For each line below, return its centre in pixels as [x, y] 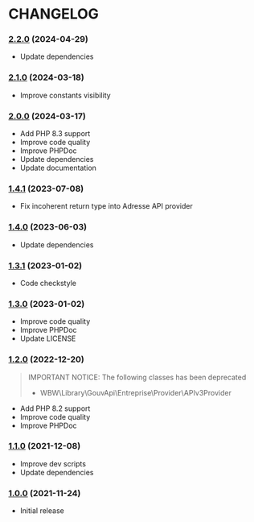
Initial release [42, 511]
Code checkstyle [48, 283]
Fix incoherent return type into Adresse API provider [106, 206]
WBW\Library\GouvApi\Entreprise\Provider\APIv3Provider [135, 392]
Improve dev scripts [53, 463]
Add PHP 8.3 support [55, 134]
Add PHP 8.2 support [55, 408]
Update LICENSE [48, 338]
